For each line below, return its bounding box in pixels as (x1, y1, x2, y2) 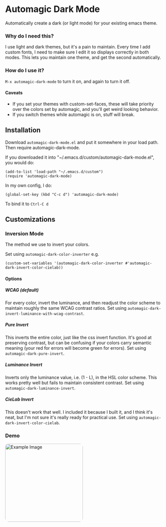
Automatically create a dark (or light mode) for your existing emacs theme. (5, 20, 158, 26)
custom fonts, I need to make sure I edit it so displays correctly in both (5, 49, 149, 55)
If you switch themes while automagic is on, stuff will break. (12, 111, 135, 117)
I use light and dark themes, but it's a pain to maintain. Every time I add (5, 44, 151, 50)
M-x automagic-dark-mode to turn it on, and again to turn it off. (5, 78, 130, 84)
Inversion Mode (5, 230, 44, 237)
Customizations (5, 215, 56, 223)
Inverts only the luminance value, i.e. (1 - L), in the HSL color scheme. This (5, 374, 158, 380)
